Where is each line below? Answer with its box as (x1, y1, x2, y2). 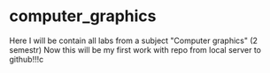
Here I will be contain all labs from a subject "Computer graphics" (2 (9, 35, 258, 46)
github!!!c (9, 54, 44, 64)
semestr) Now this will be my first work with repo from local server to (9, 44, 261, 55)
